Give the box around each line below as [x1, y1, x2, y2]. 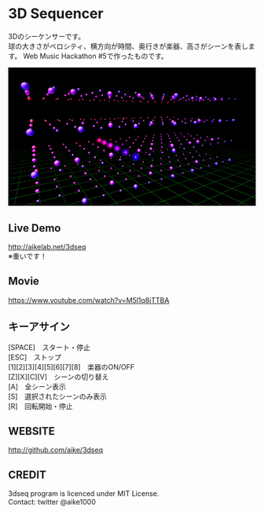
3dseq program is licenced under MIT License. [8, 489, 159, 498]
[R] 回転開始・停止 [8, 401, 73, 410]
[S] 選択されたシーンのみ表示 [8, 392, 108, 401]
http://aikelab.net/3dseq [8, 242, 86, 251]
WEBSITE [8, 425, 55, 438]
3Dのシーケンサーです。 [8, 31, 86, 41]
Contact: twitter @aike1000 [8, 498, 97, 507]
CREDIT [8, 468, 47, 481]
